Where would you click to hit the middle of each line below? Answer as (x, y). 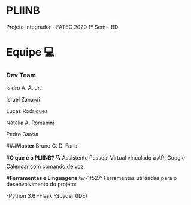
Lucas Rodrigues (27, 111)
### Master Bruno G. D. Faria (42, 146)
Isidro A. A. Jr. (24, 88)
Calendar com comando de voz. (46, 166)
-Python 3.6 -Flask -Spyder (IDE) (47, 196)
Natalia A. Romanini (30, 123)
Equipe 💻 (31, 52)
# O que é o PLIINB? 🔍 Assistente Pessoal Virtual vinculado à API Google (96, 158)
